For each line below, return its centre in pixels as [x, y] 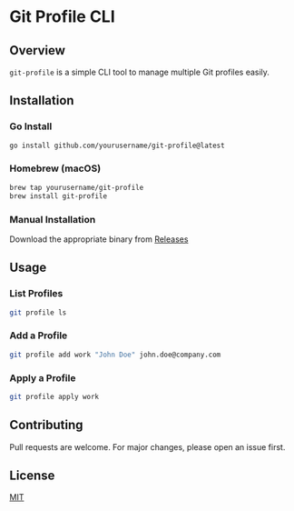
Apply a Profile [43, 377]
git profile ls [38, 312]
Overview [38, 50]
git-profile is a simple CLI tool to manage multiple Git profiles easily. [140, 72]
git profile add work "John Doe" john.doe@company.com [115, 355]
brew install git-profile [58, 196]
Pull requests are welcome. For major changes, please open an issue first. [147, 446]
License [32, 476]
